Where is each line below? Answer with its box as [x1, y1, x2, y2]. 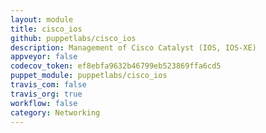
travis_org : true [10, 89, 83, 99]
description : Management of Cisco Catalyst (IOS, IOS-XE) [10, 42, 257, 53]
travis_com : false [10, 80, 87, 90]
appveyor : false [10, 52, 78, 62]
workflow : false [10, 98, 78, 108]
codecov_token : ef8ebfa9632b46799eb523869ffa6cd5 [10, 61, 222, 71]
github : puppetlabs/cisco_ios [10, 33, 137, 43]
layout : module [10, 14, 74, 25]
